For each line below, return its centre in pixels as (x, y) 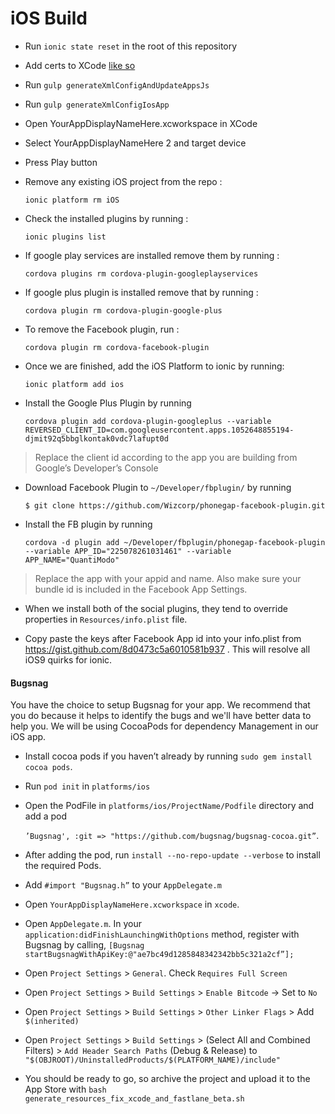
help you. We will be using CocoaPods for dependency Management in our (164, 726)
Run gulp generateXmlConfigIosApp (97, 104)
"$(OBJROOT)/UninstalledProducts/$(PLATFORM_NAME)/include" (152, 1060)
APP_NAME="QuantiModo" (72, 560)
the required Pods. (63, 866)
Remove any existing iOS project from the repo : (123, 181)
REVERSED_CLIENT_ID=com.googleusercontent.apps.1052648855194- (159, 430)
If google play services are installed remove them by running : (152, 255)
